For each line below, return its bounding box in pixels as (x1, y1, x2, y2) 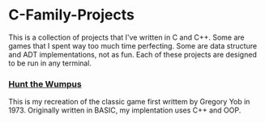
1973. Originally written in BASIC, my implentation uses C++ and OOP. (8, 105, 241, 115)
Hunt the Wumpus (8, 78, 83, 90)
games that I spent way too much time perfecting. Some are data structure (8, 40, 258, 50)
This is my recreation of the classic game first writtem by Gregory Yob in (8, 97, 250, 107)
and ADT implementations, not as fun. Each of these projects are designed (8, 49, 257, 59)
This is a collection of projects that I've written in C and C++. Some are (8, 32, 245, 42)
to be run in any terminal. (8, 58, 92, 68)
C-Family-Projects (8, 6, 135, 24)
